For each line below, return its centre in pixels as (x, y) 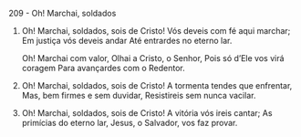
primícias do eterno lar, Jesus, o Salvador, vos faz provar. (130, 123)
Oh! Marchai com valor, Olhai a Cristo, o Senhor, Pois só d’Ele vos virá (153, 58)
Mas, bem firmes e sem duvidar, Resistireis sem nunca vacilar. (139, 95)
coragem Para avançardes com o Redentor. (103, 68)
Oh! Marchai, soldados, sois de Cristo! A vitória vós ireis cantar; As (147, 113)
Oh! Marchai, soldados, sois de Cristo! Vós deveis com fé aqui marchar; (156, 31)
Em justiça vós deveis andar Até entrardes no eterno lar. (127, 41)
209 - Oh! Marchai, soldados (62, 13)
